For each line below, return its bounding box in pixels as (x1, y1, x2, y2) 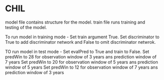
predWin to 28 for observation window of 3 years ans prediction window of (5, 53, 157, 59)
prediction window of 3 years (5, 69, 65, 75)
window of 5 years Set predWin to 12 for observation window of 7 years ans (5, 64, 158, 70)
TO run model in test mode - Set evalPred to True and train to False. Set (5, 49, 149, 54)
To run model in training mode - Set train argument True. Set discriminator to (5, 34, 160, 40)
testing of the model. (5, 24, 47, 30)
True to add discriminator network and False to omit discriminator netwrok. (5, 39, 156, 45)
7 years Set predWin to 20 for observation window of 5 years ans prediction (5, 59, 158, 65)
